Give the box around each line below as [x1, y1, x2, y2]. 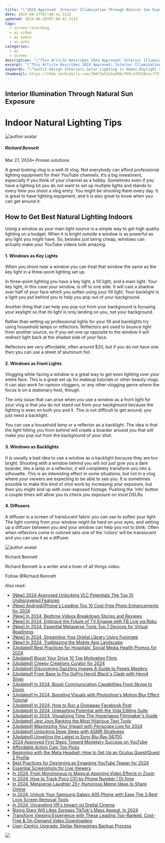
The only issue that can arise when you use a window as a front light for [5, 397, 151, 403]
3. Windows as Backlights [5, 444, 59, 450]
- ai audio [9, 35, 32, 40]
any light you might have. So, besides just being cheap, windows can [5, 236, 145, 242]
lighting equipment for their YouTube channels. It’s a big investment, [5, 172, 142, 178]
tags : [5, 21, 16, 26]
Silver [12, 676, 24, 682]
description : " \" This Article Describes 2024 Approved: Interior [5, 58, 141, 63]
